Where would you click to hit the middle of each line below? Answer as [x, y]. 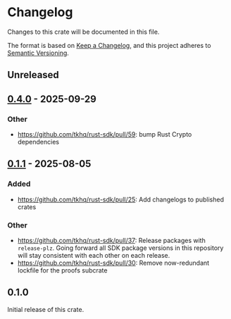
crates [27, 207]
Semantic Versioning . [38, 53]
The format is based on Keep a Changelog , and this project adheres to [109, 45]
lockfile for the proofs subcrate [62, 270]
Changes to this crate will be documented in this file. [83, 32]
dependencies [38, 142]
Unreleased [33, 75]
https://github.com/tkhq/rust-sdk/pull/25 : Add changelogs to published [120, 199]
